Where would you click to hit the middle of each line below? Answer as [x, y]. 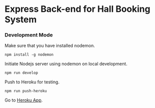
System [21, 19]
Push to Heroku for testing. [32, 82]
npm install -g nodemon [29, 55]
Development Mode [29, 35]
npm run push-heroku [26, 91]
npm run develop [21, 73]
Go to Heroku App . [24, 100]
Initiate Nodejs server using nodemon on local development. [66, 64]
